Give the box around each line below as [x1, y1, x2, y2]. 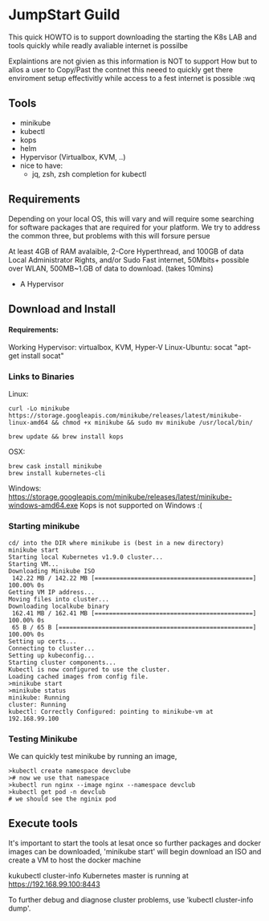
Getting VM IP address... [8, 588, 95, 596]
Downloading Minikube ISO [8, 567, 95, 575]
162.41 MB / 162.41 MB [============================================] [11, 609, 257, 617]
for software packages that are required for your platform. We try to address [8, 222, 261, 232]
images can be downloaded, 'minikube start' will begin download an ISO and [8, 846, 262, 856]
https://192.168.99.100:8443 [8, 879, 100, 889]
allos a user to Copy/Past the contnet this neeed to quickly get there [8, 64, 234, 74]
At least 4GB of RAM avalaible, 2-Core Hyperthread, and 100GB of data [8, 247, 244, 256]
